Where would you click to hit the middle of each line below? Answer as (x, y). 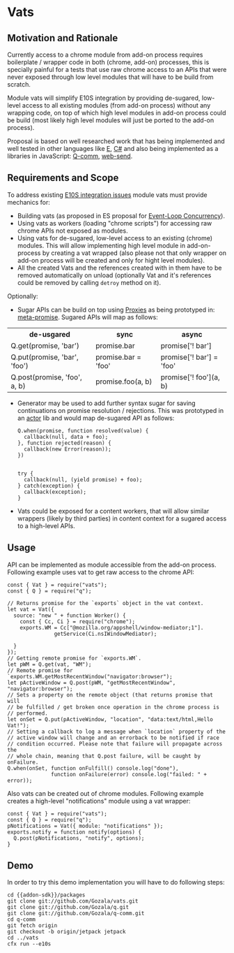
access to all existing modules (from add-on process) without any (116, 105)
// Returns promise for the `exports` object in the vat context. (106, 603)
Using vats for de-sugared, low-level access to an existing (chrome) (115, 238)
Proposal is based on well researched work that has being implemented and (116, 141)
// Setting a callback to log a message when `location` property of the (117, 732)
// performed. (28, 713)
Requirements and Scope (63, 178)
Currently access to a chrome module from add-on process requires (105, 54)
